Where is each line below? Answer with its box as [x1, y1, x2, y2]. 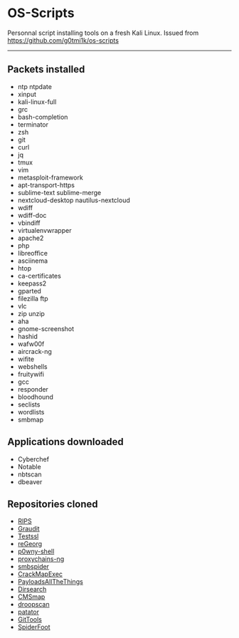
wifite [17, 355, 34, 363]
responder [17, 385, 48, 393]
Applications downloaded [7, 436, 124, 448]
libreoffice [17, 249, 48, 257]
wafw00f [17, 340, 45, 348]
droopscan [17, 600, 50, 609]
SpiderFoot [17, 623, 51, 632]
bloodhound [17, 392, 53, 401]
